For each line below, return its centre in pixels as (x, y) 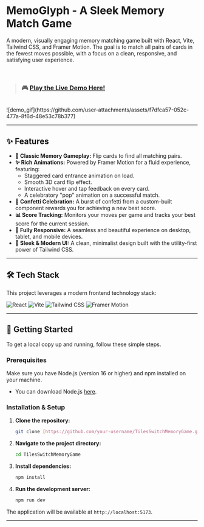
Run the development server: (53, 489)
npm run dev (30, 500)
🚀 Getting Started (40, 330)
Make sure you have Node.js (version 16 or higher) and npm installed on (96, 373)
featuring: (27, 169)
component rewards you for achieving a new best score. (86, 208)
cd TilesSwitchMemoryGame (48, 454)
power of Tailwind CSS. (44, 250)
